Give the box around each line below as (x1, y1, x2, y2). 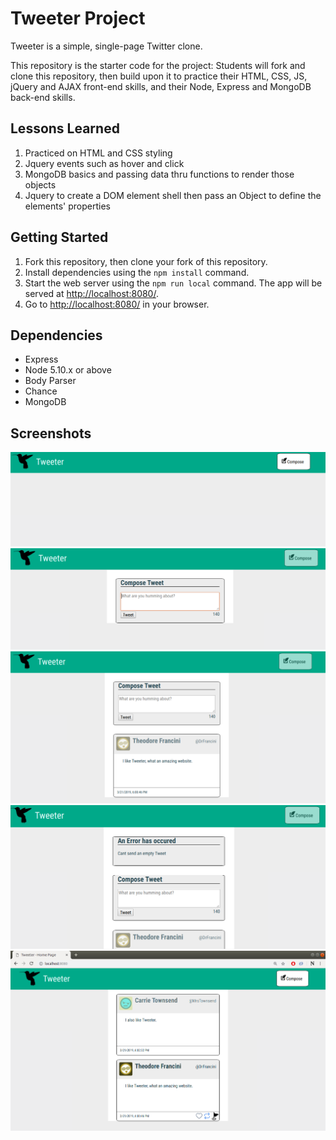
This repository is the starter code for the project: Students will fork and (10, 59, 306, 71)
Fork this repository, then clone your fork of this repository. (24, 255, 268, 267)
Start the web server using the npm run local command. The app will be (24, 277, 323, 289)
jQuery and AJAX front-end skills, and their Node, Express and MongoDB (10, 80, 312, 92)
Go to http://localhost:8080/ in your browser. (24, 298, 210, 310)
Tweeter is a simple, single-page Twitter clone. (10, 40, 203, 52)
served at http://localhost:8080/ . (24, 287, 159, 299)
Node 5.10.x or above (24, 364, 112, 376)
